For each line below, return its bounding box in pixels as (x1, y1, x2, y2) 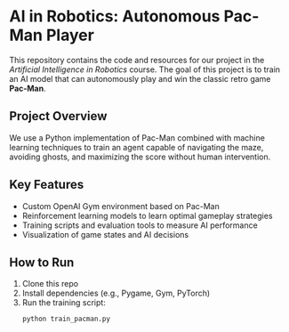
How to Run (9, 255, 75, 270)
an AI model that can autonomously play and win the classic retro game (9, 73, 271, 84)
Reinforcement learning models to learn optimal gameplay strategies (21, 210, 273, 221)
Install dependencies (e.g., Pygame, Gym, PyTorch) (21, 287, 211, 299)
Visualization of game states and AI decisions (21, 229, 189, 239)
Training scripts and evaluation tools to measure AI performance (21, 220, 258, 231)
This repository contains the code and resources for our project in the (9, 54, 265, 65)
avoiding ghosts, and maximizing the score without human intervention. (9, 151, 271, 162)
